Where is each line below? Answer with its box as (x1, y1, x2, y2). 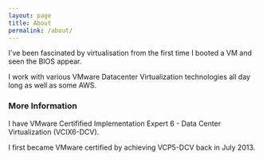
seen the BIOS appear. (8, 57, 82, 66)
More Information (8, 100, 77, 111)
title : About (8, 19, 52, 27)
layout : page (8, 11, 52, 20)
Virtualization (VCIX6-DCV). (8, 127, 100, 136)
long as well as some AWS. (8, 80, 97, 90)
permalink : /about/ (8, 26, 73, 34)
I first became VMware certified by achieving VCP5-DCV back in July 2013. (8, 142, 256, 152)
